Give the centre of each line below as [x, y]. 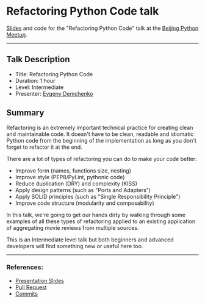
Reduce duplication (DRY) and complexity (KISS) [76, 184]
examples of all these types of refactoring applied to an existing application [101, 221]
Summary [25, 113]
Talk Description [38, 59]
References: [25, 268]
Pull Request [31, 287]
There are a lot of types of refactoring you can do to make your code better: [102, 159]
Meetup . [17, 34]
